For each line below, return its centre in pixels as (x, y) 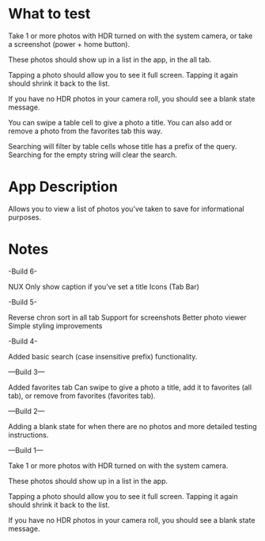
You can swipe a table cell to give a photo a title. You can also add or (120, 122)
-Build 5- (23, 301)
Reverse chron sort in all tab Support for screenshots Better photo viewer (127, 317)
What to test (49, 14)
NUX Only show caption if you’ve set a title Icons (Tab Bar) (104, 286)
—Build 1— (26, 450)
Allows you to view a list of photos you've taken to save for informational (126, 209)
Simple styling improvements (55, 325)
